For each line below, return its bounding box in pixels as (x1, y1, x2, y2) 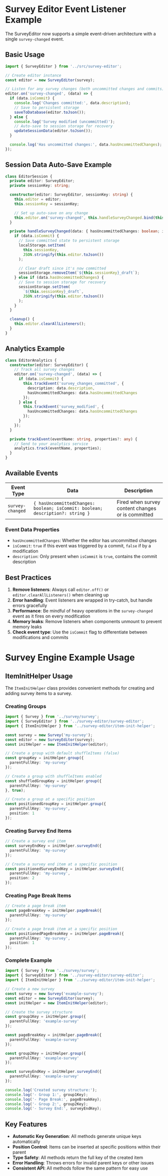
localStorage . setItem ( (18, 243, 66, 248)
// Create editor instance (5, 73, 61, 78)
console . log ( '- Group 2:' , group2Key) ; (5, 1101, 88, 1106)
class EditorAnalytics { (5, 358, 57, 363)
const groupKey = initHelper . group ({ (5, 756, 84, 761)
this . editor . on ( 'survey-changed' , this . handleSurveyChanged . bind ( (14, 215, 155, 220)
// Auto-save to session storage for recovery (14, 124, 113, 129)
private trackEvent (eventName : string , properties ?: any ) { (9, 436, 137, 441)
